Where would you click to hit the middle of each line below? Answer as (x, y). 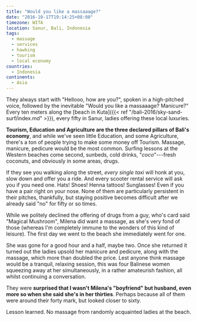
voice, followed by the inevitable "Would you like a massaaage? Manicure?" (98, 106)
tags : (13, 34)
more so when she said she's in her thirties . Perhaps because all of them (96, 294)
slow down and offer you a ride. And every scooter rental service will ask (94, 178)
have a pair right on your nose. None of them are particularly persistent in (95, 191)
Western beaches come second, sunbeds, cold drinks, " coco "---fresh (91, 155)
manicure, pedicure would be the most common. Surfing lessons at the (92, 148)
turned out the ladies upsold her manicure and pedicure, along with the (92, 251)
